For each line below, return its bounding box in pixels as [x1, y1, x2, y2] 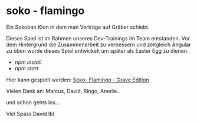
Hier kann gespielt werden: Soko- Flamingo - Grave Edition [6, 76, 149, 83]
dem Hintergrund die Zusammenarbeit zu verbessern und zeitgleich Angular [6, 41, 192, 48]
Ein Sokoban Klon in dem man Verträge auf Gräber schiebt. [6, 23, 150, 30]
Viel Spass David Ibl [6, 110, 55, 117]
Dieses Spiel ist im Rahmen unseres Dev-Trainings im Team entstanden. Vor [6, 35, 191, 42]
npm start [14, 64, 39, 71]
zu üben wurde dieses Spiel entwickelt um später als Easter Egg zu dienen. [6, 47, 189, 54]
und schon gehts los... [6, 98, 60, 106]
